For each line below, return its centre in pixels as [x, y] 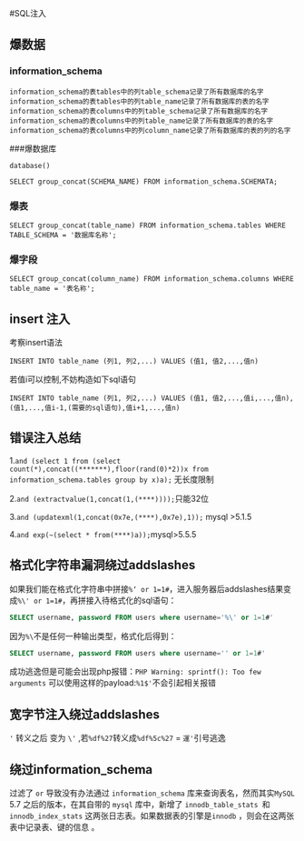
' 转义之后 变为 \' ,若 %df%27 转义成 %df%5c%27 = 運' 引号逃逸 [118, 738]
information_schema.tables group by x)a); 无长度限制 [112, 479]
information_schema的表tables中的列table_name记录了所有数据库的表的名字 [139, 101]
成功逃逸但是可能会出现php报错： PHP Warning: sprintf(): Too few [135, 672]
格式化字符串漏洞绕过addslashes [103, 565]
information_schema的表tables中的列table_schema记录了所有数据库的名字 [137, 92]
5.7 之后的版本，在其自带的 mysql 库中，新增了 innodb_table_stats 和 [140, 805]
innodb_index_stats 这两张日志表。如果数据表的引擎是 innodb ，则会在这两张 [152, 816]
